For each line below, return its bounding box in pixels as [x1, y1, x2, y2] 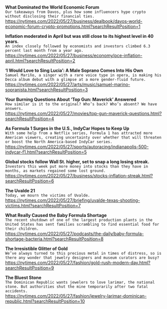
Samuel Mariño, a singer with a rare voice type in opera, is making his [5, 73, 162, 78]
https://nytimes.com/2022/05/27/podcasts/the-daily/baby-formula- [5, 231, 144, 236]
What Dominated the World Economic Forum [5, 4, 100, 10]
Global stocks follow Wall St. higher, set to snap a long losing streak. [5, 159, 150, 164]
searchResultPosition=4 [5, 116, 54, 122]
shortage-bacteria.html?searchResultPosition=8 [5, 236, 104, 242]
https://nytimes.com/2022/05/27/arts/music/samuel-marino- [5, 82, 131, 87]
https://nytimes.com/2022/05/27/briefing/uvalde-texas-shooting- [5, 197, 141, 203]
